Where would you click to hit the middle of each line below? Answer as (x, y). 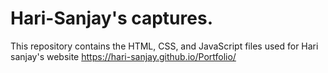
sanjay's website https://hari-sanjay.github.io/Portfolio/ (123, 56)
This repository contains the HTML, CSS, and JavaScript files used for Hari (164, 46)
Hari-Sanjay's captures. (111, 18)
